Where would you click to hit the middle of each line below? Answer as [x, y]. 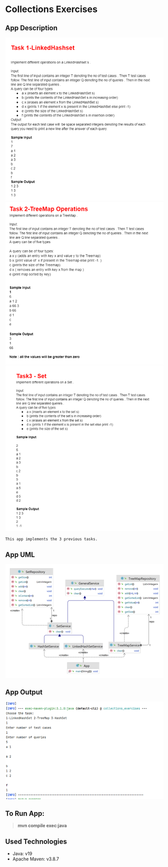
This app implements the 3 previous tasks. [52, 539]
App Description [31, 28]
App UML [20, 555]
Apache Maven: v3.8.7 [36, 859]
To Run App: [25, 813]
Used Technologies [36, 842]
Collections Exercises [52, 9]
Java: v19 [22, 854]
